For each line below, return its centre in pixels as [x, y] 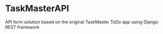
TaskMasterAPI [37, 8]
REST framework [22, 27]
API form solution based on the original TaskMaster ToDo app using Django [81, 22]
